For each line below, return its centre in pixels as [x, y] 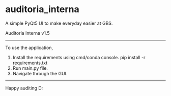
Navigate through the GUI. [40, 73]
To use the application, [29, 47]
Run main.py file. [30, 68]
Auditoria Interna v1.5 [27, 33]
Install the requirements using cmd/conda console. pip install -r [79, 57]
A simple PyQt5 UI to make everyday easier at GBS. [59, 23]
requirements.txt [30, 63]
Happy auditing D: [24, 88]
